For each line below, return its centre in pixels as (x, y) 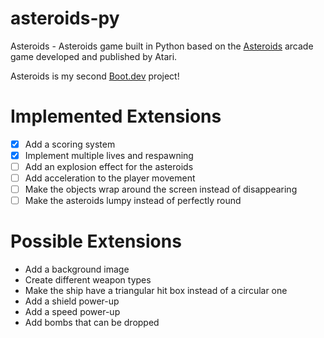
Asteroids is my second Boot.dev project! (95, 76)
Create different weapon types (88, 280)
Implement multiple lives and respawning (109, 155)
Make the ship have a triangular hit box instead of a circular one (156, 291)
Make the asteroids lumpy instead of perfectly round (133, 201)
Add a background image (77, 269)
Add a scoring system (70, 144)
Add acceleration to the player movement (110, 178)
